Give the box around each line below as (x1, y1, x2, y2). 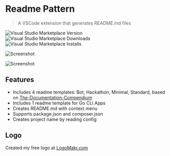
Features (5, 75, 34, 84)
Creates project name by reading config (12, 116, 97, 122)
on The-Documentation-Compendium (12, 94, 92, 100)
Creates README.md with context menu (12, 105, 98, 112)
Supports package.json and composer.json (12, 110, 103, 117)
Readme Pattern (5, 3, 75, 15)
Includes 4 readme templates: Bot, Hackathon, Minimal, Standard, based (12, 89, 165, 95)
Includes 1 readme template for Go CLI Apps (12, 100, 106, 106)
